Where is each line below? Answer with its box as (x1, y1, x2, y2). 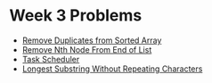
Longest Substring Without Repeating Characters (21, 63, 203, 74)
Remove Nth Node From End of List (21, 44, 152, 54)
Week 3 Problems (9, 5, 143, 26)
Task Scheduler (21, 54, 80, 64)
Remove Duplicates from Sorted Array (21, 35, 162, 46)
